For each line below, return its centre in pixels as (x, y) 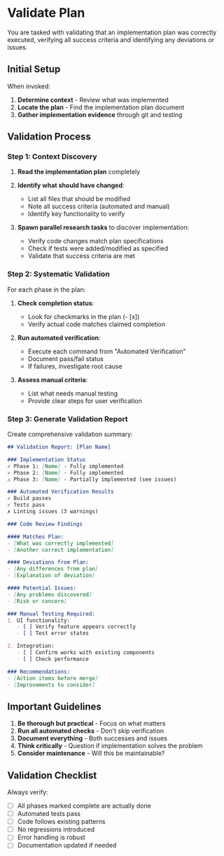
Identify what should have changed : (71, 185)
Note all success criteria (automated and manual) (99, 206)
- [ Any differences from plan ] (53, 569)
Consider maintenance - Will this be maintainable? (91, 753)
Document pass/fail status (65, 358)
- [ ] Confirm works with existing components (86, 653)
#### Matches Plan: (36, 537)
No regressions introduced (56, 829)
